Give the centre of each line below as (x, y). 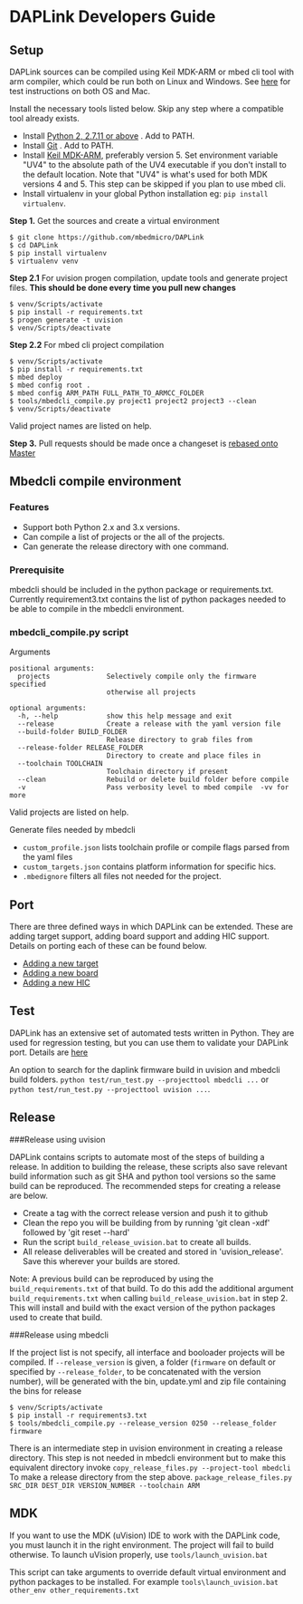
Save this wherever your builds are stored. (101, 1261)
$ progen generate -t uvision (66, 320)
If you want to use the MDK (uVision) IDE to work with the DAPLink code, (145, 1535)
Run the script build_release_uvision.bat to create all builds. (137, 1242)
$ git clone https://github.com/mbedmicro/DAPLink (107, 237)
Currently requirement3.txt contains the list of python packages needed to (148, 599)
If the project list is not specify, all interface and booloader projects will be (147, 1352)
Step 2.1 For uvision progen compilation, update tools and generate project (148, 278)
